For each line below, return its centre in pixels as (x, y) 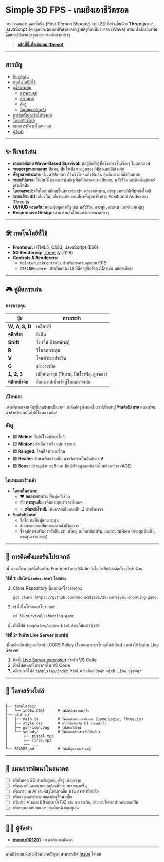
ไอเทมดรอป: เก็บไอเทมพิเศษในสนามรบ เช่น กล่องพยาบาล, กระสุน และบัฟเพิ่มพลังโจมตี (82, 191)
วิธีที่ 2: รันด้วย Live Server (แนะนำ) (37, 635)
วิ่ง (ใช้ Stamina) (53, 342)
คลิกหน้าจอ (18, 382)
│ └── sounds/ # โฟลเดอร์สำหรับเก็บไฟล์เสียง (53, 732)
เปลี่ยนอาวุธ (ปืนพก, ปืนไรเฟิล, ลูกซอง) (72, 374)
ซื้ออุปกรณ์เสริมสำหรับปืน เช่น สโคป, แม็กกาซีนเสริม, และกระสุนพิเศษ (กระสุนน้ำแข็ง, (87, 531)
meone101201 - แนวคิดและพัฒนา (43, 840)
